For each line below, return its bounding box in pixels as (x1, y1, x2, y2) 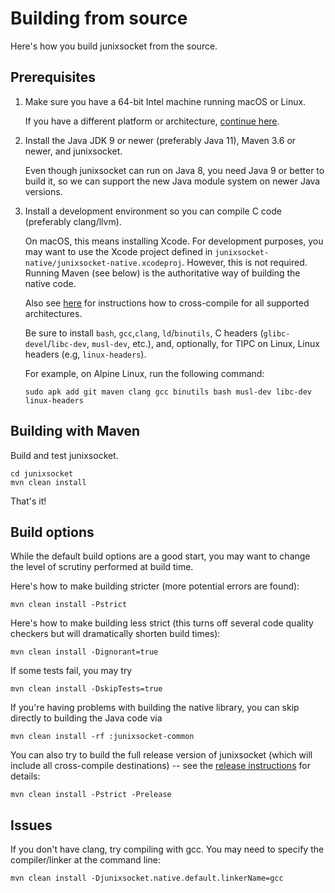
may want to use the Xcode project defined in (24, 245, 213, 257)
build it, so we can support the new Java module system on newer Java (24, 175, 321, 187)
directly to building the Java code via (10, 712, 163, 724)
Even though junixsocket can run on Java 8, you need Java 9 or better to (24, 164, 325, 176)
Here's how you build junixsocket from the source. (10, 40, 218, 52)
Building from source (10, 7, 188, 30)
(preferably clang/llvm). (24, 215, 122, 227)
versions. (24, 185, 63, 197)
